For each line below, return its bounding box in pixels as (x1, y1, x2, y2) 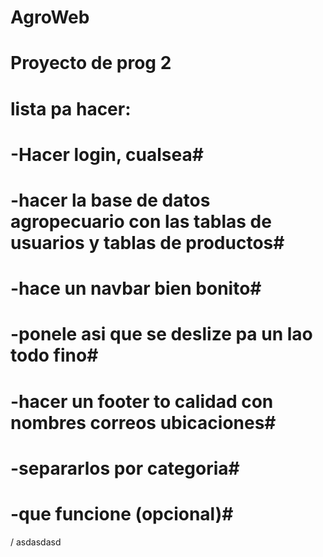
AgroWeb (10, 6, 90, 29)
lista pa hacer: (10, 97, 132, 120)
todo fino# (10, 344, 99, 367)
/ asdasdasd (10, 536, 62, 548)
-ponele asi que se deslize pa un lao (10, 323, 313, 346)
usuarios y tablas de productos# (10, 231, 285, 254)
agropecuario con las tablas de (10, 210, 272, 233)
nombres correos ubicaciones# (10, 411, 277, 434)
